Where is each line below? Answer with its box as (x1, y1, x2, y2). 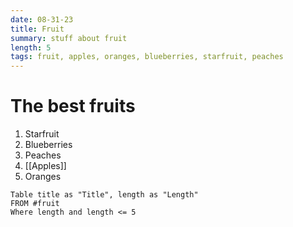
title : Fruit (10, 24, 65, 34)
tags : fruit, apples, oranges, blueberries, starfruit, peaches (10, 52, 284, 62)
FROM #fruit (10, 199, 60, 209)
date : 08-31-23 (10, 14, 74, 25)
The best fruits (10, 95, 136, 118)
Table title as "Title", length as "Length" (10, 190, 199, 200)
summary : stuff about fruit (10, 33, 128, 43)
